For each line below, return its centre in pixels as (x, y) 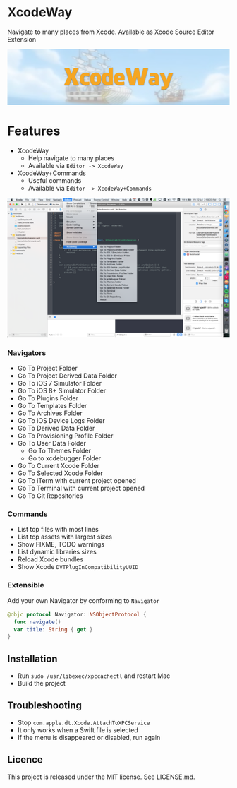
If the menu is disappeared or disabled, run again (89, 737)
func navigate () (37, 622)
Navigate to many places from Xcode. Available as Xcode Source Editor (111, 32)
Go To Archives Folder (50, 413)
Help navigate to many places (71, 158)
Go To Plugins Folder (48, 398)
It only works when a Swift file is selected (78, 730)
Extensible (26, 585)
